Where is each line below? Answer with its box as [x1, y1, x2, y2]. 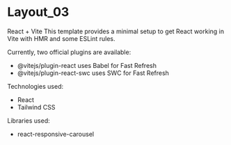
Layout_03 [7, 4, 70, 20]
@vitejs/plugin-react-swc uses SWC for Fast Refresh [17, 69, 169, 77]
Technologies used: [7, 82, 64, 90]
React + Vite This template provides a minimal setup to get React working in [7, 27, 225, 35]
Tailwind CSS [17, 103, 56, 111]
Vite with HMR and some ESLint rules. [7, 34, 116, 42]
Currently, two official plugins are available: [7, 48, 132, 56]
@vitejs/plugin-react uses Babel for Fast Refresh [17, 61, 157, 69]
